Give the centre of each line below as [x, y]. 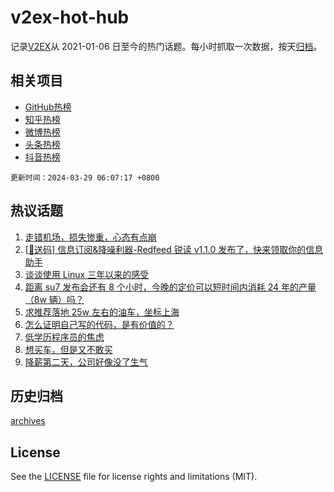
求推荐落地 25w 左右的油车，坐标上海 [102, 312]
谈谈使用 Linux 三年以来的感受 [87, 274]
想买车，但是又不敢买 [68, 349]
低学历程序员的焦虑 [64, 337]
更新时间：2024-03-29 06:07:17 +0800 [85, 177]
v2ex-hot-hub [70, 17]
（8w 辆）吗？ [54, 299]
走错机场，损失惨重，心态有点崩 [90, 237]
